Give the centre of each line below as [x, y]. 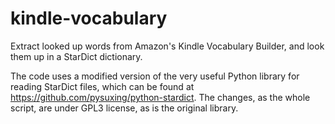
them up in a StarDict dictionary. [76, 56]
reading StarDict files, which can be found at [102, 86]
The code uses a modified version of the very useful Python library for [155, 76]
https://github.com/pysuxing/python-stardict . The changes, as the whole [160, 97]
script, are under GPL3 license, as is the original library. [124, 108]
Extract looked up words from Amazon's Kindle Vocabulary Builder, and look [167, 46]
